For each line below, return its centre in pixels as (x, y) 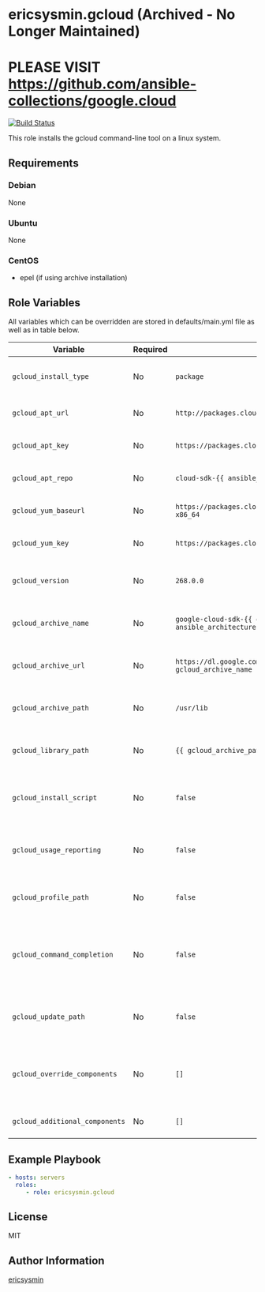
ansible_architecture (216, 627)
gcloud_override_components (65, 1074)
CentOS (24, 260)
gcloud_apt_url (41, 413)
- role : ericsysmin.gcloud (70, 1192)
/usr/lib (192, 708)
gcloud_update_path (49, 1017)
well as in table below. (44, 330)
